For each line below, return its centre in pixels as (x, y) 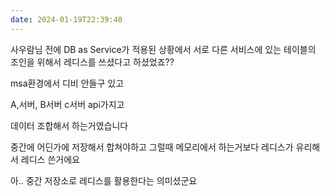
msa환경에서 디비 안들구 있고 (67, 83)
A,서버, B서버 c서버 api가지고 (67, 104)
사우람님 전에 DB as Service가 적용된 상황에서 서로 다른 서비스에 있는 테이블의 (163, 49)
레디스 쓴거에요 (50, 159)
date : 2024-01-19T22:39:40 (66, 19)
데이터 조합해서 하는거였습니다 (69, 125)
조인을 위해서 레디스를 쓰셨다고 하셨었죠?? (92, 62)
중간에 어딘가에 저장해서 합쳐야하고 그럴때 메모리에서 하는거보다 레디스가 (152, 147)
